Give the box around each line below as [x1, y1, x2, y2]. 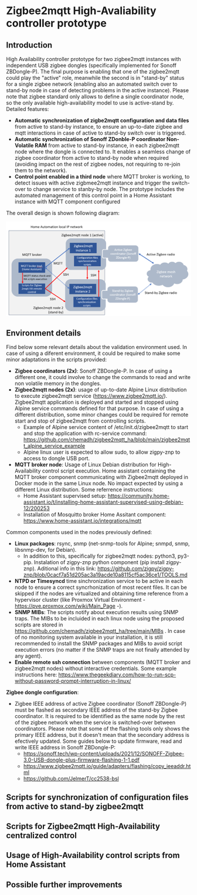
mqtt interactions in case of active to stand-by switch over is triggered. [14, 129, 186, 136]
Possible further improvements [6, 880, 123, 890]
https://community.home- [107, 492, 170, 500]
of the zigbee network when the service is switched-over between [14, 719, 176, 726]
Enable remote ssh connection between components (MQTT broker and [14, 659, 191, 666]
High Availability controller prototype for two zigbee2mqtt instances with [6, 56, 181, 62]
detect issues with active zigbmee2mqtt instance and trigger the [14, 179, 171, 186]
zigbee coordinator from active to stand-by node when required [14, 155, 169, 161]
